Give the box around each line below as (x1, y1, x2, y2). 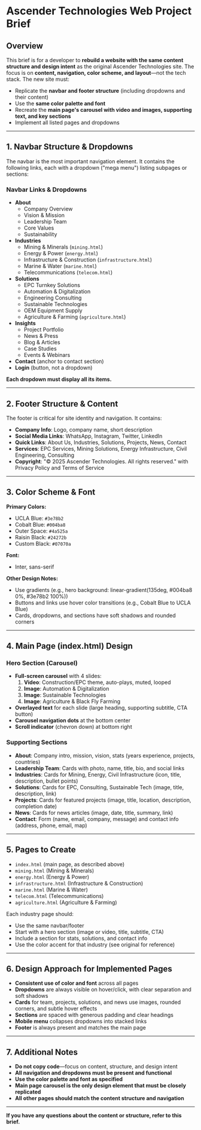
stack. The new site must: (6, 76, 70, 83)
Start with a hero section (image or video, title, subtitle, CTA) (14, 928, 165, 935)
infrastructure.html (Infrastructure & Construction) (14, 879, 144, 887)
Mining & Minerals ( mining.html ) (23, 243, 103, 251)
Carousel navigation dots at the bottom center (14, 717, 130, 724)
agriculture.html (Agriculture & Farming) (14, 899, 118, 906)
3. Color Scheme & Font (6, 487, 96, 497)
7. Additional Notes (6, 1047, 78, 1057)
